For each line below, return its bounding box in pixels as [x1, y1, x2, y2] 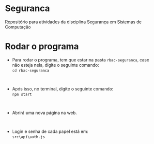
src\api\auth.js [12, 134, 45, 139]
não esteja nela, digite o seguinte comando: [12, 62, 99, 68]
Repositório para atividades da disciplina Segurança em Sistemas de [5, 19, 142, 25]
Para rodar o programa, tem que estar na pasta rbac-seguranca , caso [12, 57, 150, 63]
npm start [12, 92, 32, 97]
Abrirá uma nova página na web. [12, 110, 77, 115]
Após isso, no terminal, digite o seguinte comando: [12, 86, 114, 92]
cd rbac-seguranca [12, 68, 49, 73]
